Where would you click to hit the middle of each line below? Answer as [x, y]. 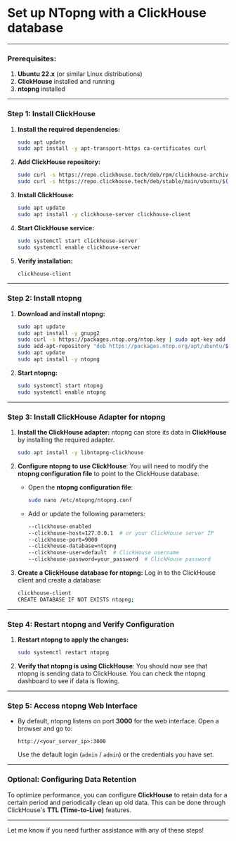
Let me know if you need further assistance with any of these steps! [106, 830]
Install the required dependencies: [69, 129]
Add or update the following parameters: [86, 513]
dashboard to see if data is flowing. [68, 680]
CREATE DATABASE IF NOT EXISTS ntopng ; [76, 599]
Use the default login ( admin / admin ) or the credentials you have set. [116, 754]
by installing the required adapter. [66, 440]
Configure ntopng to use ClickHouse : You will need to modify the [113, 466]
